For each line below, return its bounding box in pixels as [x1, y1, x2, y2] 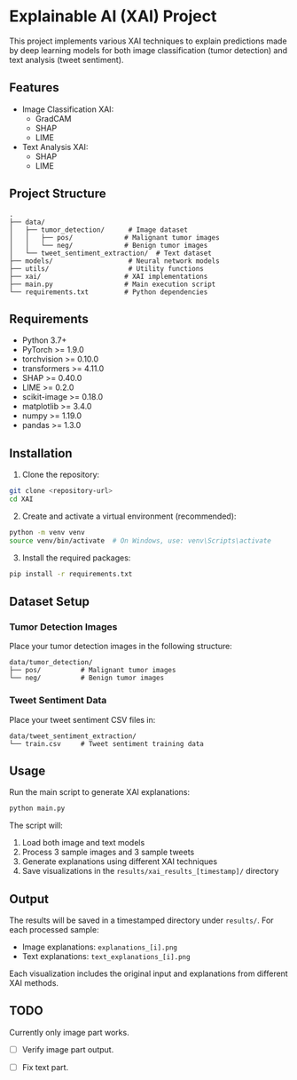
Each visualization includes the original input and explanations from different [9, 968, 288, 979]
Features [9, 80, 59, 95]
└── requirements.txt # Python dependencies [9, 287, 208, 297]
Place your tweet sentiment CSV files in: [9, 714, 156, 725]
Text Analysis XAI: [21, 141, 89, 152]
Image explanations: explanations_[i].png [21, 941, 177, 952]
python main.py [9, 804, 66, 814]
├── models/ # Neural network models [9, 256, 220, 266]
